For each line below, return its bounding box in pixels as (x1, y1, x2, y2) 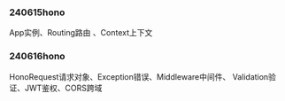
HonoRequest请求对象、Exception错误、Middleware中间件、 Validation (9, 71, 269, 82)
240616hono (9, 50, 65, 63)
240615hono (9, 6, 65, 19)
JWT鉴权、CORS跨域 (24, 82, 103, 93)
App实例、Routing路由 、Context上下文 (9, 27, 153, 38)
